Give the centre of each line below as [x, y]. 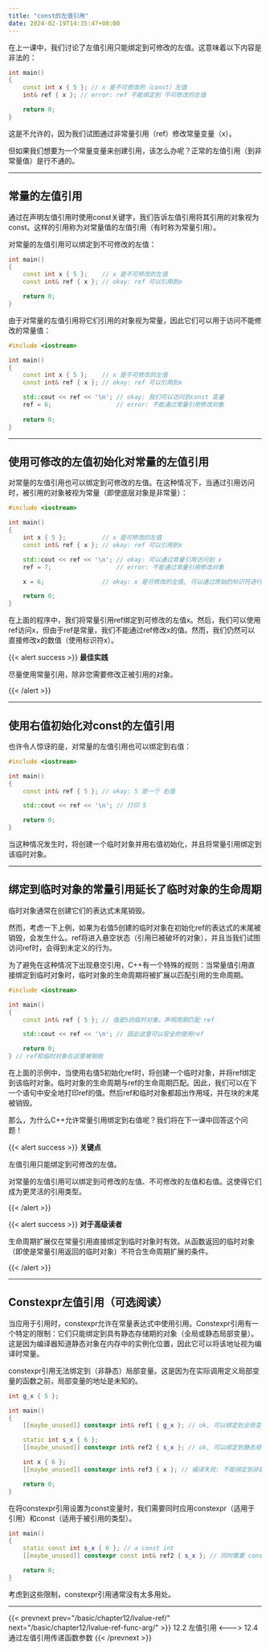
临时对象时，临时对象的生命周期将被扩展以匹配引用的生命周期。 [141, 975]
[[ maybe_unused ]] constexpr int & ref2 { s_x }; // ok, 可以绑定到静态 [139, 1448]
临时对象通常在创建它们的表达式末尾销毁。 [79, 910]
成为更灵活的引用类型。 [47, 1192]
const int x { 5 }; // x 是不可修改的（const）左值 [105, 88]
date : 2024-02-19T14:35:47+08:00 [64, 23]
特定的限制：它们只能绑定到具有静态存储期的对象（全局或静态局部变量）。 [137, 1333]
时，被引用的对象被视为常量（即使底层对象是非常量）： [98, 493]
